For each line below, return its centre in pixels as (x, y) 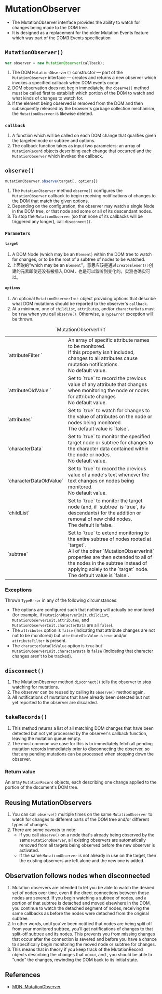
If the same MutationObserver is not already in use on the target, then (88, 855)
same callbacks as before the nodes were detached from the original (80, 913)
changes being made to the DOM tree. (50, 27)
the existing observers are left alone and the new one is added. (82, 860)
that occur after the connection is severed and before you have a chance (84, 939)
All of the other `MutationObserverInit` (111, 551)
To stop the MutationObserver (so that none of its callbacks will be (77, 216)
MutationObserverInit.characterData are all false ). (63, 625)
